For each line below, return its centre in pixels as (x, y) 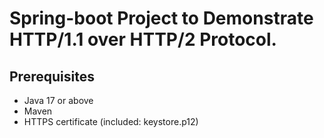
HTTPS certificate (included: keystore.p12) (111, 121)
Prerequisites (52, 76)
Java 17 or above (58, 100)
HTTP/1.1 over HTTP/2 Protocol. (143, 39)
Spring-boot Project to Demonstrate (161, 18)
